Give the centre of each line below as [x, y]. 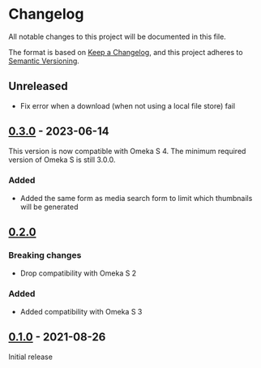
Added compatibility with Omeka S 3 [81, 311]
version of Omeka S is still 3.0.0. [62, 160]
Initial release [30, 357]
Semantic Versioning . [44, 61]
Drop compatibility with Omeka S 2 [78, 273]
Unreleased [39, 86]
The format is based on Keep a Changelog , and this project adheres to [126, 52]
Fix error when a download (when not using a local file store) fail [128, 105]
